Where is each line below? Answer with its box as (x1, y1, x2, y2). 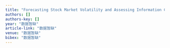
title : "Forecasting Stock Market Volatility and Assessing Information (5, 7, 162, 12)
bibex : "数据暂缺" (5, 35, 41, 40)
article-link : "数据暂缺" (5, 26, 57, 31)
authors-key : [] (5, 16, 39, 21)
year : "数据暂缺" (5, 21, 39, 26)
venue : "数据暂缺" (5, 30, 41, 35)
